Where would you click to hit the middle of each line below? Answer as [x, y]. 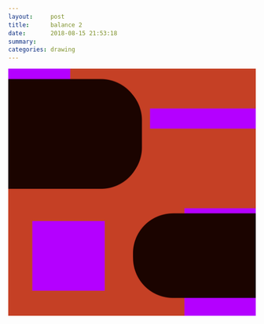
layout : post [37, 16]
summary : [22, 42]
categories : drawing [42, 50]
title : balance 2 [45, 25]
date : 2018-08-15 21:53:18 [63, 33]
